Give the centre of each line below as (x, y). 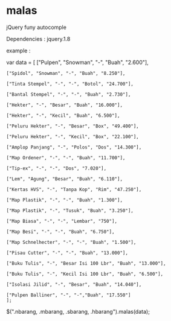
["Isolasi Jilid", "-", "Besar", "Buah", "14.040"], (74, 284)
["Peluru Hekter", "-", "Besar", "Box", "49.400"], (73, 126)
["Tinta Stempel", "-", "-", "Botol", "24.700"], (70, 84)
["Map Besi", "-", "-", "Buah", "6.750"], (60, 232)
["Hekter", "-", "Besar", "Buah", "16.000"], (64, 105)
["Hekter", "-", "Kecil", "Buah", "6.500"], (63, 115)
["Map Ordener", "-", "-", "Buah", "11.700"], (66, 157)
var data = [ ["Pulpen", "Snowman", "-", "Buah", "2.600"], (78, 62)
